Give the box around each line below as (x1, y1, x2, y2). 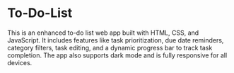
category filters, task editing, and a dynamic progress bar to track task (7, 43, 213, 52)
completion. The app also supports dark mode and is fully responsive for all (7, 51, 228, 60)
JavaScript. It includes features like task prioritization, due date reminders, (7, 35, 224, 44)
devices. (7, 58, 33, 67)
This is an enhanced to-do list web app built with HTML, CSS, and (7, 28, 199, 37)
